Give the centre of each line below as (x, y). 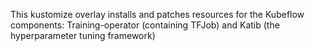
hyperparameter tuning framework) (83, 35)
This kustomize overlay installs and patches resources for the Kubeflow (157, 14)
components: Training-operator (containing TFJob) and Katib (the (145, 25)
